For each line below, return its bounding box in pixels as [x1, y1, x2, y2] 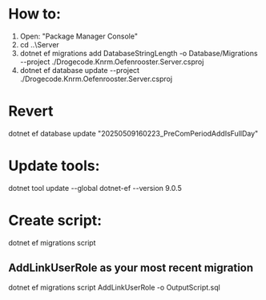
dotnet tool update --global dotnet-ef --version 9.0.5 [8, 183, 182, 193]
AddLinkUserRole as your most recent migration [8, 261, 254, 275]
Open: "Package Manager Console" [19, 31, 139, 41]
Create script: [8, 212, 103, 229]
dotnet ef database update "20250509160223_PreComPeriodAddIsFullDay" [8, 128, 259, 138]
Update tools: [8, 157, 100, 175]
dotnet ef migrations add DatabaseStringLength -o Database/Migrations [19, 48, 258, 58]
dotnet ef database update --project [19, 65, 140, 75]
